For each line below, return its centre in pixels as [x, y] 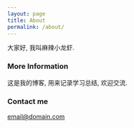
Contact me [28, 101]
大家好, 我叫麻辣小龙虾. [41, 48]
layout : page [26, 14]
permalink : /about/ [36, 27]
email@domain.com [36, 116]
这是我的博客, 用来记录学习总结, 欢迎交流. [67, 82]
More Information [38, 66]
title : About [26, 20]
